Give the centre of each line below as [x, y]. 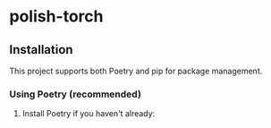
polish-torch [56, 17]
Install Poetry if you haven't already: [89, 114]
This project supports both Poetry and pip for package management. [136, 71]
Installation [41, 50]
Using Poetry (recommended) [75, 94]
